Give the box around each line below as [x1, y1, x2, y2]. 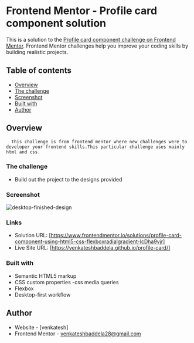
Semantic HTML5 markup [14, 272, 77, 280]
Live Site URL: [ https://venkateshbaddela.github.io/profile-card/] [14, 244, 171, 251]
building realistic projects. [6, 48, 69, 55]
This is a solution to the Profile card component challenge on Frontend [6, 36, 176, 43]
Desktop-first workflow [14, 291, 71, 298]
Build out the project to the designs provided [14, 176, 122, 183]
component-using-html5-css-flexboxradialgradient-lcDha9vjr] [14, 238, 165, 245]
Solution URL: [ [14, 232, 51, 239]
